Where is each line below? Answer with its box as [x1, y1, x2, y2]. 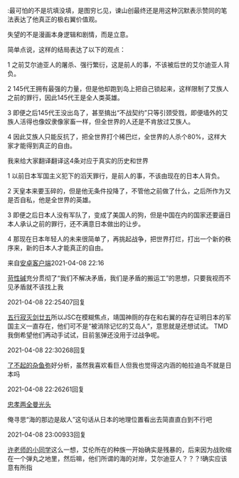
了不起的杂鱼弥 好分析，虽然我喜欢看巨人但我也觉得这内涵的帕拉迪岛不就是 [7, 361, 225, 369]
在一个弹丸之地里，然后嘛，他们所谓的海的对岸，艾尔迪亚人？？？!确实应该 [7, 455, 228, 462]
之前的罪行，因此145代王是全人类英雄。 [7, 93, 124, 102]
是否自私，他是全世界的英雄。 [7, 196, 95, 204]
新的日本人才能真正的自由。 [26, 244, 107, 252]
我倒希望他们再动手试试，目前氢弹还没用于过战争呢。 [7, 331, 164, 339]
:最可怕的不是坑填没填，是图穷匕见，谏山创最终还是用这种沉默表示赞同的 [7, 6, 222, 14]
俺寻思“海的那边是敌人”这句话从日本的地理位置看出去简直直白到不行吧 [7, 415, 213, 423]
